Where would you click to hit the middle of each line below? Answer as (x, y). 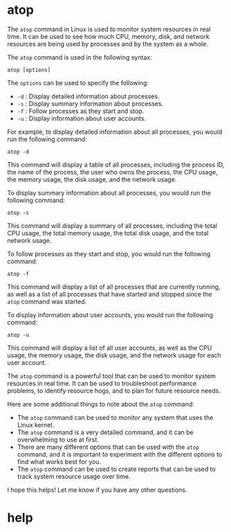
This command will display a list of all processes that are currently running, (114, 287)
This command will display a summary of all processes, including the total (112, 225)
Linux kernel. (36, 425)
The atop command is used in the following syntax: (80, 57)
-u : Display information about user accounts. (82, 118)
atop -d (18, 152)
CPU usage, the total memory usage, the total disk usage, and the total (108, 233)
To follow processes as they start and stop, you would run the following (109, 254)
